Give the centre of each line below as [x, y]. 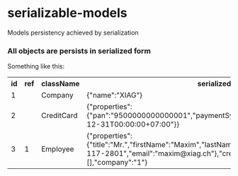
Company [57, 95]
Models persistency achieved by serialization [73, 33]
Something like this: [36, 66]
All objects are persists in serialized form [79, 51]
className [61, 84]
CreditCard [59, 116]
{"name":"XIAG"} [115, 95]
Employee [58, 149]
